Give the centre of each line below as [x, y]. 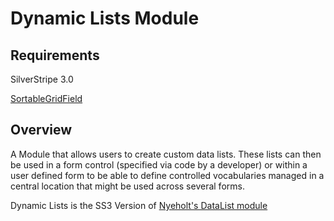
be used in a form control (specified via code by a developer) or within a [159, 164]
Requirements [55, 55]
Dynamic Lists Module [105, 18]
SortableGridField [46, 98]
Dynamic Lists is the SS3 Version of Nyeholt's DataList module [139, 205]
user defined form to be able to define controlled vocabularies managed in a [167, 175]
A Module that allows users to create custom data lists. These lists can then [166, 154]
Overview [41, 130]
